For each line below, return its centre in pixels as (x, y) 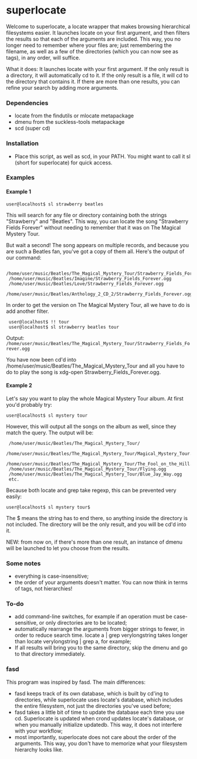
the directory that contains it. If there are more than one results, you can (93, 81)
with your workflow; (39, 731)
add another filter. (28, 311)
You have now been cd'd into (41, 359)
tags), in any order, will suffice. (43, 58)
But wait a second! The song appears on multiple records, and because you (98, 245)
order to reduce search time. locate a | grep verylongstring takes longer (101, 635)
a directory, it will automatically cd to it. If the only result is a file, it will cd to (97, 75)
